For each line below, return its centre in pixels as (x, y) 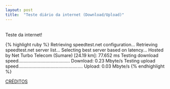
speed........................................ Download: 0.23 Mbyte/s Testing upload (80, 61)
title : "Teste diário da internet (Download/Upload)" (65, 15)
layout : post (19, 10)
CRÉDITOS (17, 81)
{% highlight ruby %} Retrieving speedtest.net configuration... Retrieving (81, 44)
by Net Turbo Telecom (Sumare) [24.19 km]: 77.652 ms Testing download (82, 55)
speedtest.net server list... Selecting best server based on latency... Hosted (84, 50)
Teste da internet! (24, 35)
